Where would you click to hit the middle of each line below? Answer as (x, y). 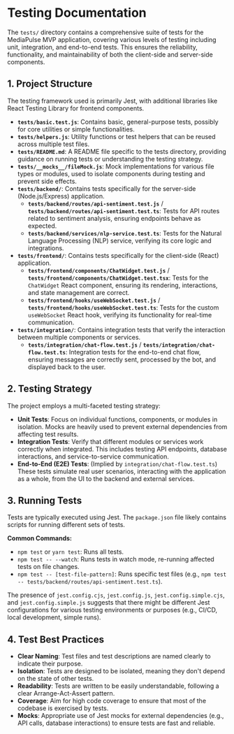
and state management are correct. (79, 292)
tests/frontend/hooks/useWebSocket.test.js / (94, 300)
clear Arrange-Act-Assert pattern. (66, 693)
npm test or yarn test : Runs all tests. (71, 552)
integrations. (46, 248)
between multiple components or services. (79, 337)
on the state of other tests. (56, 679)
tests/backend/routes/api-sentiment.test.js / (96, 203)
